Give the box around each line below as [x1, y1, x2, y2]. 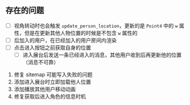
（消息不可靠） [22, 59, 59, 66]
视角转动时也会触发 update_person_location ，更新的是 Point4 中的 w [13, 22, 178, 29]
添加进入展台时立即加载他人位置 [13, 78, 91, 86]
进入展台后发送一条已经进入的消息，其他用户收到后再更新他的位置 [22, 51, 182, 58]
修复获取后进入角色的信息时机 [13, 93, 86, 100]
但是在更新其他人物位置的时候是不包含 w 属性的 [24, 29, 138, 36]
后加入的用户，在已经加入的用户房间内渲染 [13, 37, 117, 44]
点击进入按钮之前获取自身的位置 [13, 44, 91, 51]
